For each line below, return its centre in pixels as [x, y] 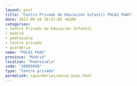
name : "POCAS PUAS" [26, 52]
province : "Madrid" [26, 57]
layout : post [19, 10]
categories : [18, 24]
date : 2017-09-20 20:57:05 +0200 [41, 19]
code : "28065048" [24, 66]
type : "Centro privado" [30, 71]
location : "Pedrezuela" [30, 62]
